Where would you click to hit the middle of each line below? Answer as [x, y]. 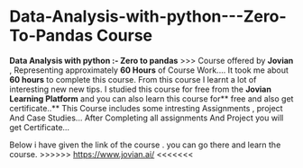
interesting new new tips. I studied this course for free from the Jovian [141, 89]
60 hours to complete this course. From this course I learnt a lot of [133, 79]
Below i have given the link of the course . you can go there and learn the [145, 145]
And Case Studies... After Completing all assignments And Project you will [147, 118]
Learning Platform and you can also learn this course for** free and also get [151, 98]
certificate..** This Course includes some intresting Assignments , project [146, 108]
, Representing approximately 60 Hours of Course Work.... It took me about [149, 70]
